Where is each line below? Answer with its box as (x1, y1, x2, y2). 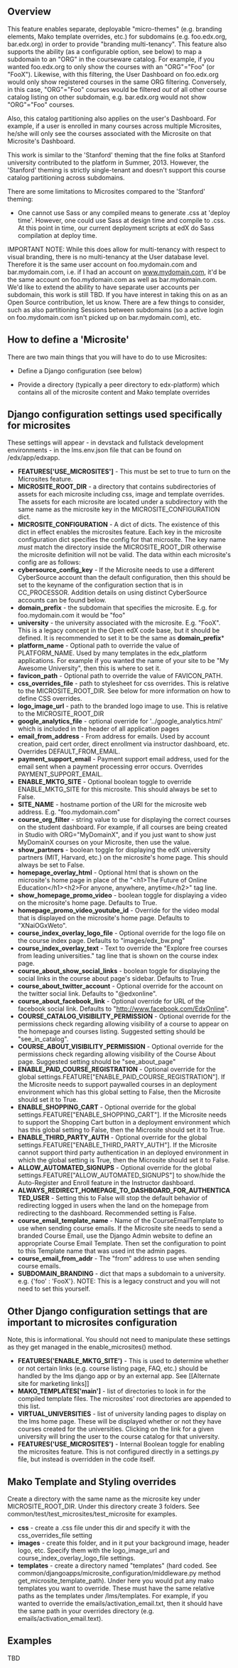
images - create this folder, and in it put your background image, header (17, 1538, 229, 1548)
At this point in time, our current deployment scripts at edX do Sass (17, 224, 215, 232)
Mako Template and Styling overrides (7, 1476, 176, 1488)
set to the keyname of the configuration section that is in (17, 580, 183, 590)
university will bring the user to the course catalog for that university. (17, 1432, 220, 1441)
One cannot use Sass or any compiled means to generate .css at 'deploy (17, 208, 231, 217)
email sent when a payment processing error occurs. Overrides (17, 762, 204, 771)
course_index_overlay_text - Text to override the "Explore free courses (17, 944, 228, 953)
